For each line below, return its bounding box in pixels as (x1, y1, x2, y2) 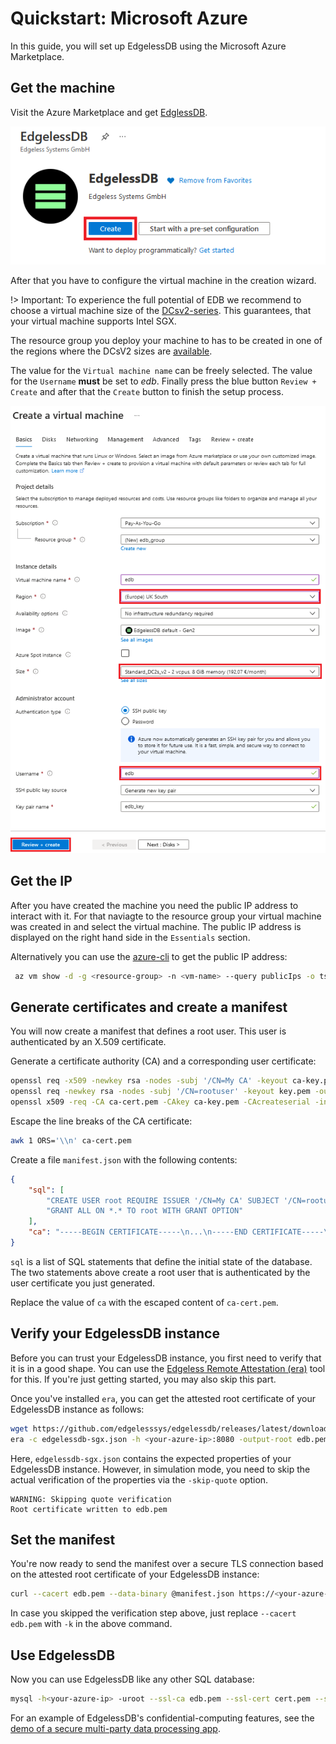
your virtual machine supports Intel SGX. (10, 315, 177, 327)
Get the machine (10, 80, 116, 97)
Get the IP (10, 873, 73, 890)
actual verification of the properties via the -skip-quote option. (10, 1473, 269, 1486)
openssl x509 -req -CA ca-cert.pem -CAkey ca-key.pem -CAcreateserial (10, 1097, 311, 1107)
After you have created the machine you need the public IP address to (10, 899, 299, 911)
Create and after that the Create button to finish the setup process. (10, 386, 284, 398)
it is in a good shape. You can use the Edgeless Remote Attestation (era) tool (10, 1362, 326, 1374)
